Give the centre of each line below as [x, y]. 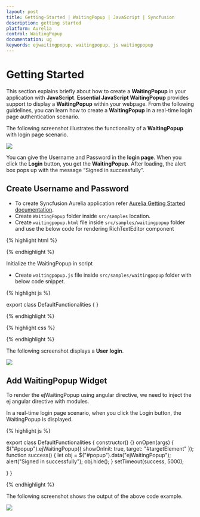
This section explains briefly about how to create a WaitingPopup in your [96, 91]
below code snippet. [40, 281]
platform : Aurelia [29, 28]
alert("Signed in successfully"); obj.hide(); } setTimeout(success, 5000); [95, 461]
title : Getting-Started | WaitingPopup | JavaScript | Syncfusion [90, 17]
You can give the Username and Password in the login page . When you [94, 157]
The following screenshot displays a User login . [65, 351]
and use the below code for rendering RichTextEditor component [94, 228]
